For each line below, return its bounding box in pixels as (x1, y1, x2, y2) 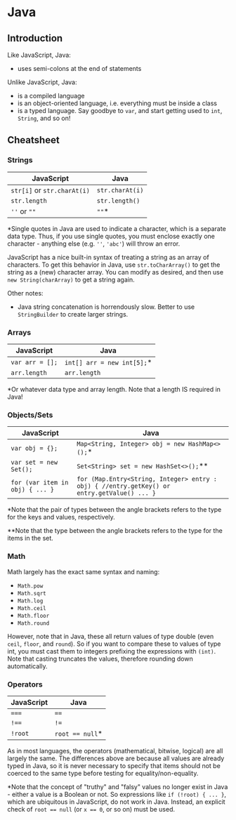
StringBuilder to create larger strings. (17, 310, 129, 318)
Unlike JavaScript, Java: (7, 78, 77, 86)
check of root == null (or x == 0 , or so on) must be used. (7, 805, 176, 813)
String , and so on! (17, 114, 71, 122)
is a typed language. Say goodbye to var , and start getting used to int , (17, 107, 223, 114)
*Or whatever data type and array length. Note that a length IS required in (7, 385, 221, 393)
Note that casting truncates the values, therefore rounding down (7, 654, 193, 663)
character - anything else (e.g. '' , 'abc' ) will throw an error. (7, 239, 181, 248)
